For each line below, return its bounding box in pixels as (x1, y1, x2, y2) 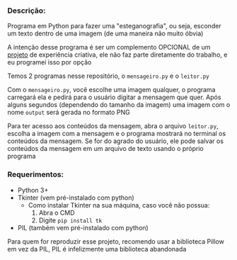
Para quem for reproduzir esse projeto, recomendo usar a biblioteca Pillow (7, 237, 224, 246)
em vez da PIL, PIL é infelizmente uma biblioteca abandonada (7, 244, 187, 253)
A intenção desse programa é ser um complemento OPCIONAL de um (7, 43, 211, 52)
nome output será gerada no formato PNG (7, 108, 130, 117)
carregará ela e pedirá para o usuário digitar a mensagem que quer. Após (7, 93, 221, 101)
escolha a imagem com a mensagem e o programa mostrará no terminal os (7, 130, 226, 138)
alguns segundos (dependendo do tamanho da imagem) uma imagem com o (7, 101, 231, 109)
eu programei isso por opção (7, 58, 92, 67)
